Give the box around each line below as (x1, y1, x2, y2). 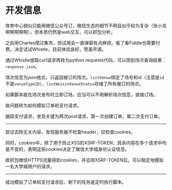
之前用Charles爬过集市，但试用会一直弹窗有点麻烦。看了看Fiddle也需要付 (5, 39, 160, 46)
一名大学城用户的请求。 (5, 163, 55, 169)
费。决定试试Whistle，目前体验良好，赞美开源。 (5, 46, 106, 52)
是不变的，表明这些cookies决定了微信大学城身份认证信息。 (5, 146, 130, 152)
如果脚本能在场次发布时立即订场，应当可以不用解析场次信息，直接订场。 (5, 91, 158, 98)
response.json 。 (5, 63, 40, 69)
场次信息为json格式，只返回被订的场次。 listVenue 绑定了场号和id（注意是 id (5, 74, 165, 80)
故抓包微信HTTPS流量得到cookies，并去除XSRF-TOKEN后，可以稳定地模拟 (5, 157, 164, 163)
